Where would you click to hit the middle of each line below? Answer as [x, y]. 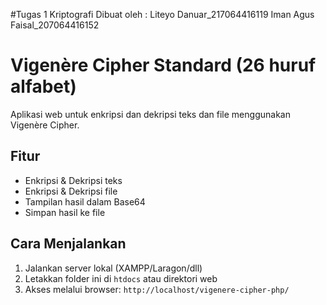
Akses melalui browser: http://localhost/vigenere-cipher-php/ [157, 289]
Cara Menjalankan [68, 244]
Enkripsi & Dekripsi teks [73, 180]
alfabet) [43, 86]
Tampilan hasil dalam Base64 [85, 201]
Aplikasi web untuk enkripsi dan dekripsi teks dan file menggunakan [150, 114]
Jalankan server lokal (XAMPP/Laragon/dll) [113, 268]
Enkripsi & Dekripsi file [71, 191]
